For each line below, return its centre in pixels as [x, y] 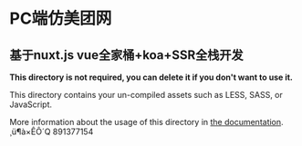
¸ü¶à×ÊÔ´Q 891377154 [52, 131]
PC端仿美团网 [61, 19]
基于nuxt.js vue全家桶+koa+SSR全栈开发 [126, 55]
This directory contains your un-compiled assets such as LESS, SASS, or [146, 95]
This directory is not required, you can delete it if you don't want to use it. [151, 77]
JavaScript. [31, 104]
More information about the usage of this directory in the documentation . [147, 122]
